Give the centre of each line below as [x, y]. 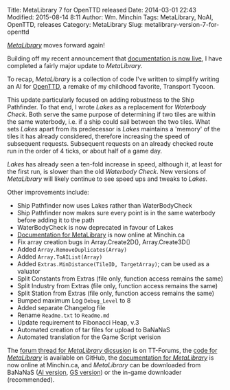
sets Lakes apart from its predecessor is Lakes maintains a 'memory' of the [114, 129]
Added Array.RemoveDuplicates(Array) [72, 249]
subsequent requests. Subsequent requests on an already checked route [110, 143]
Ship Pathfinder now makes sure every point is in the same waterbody [116, 213]
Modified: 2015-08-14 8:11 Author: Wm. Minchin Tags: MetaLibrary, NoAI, [110, 17]
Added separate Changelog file [61, 308]
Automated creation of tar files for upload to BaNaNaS [93, 330]
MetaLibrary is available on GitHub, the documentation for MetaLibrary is [111, 358]
